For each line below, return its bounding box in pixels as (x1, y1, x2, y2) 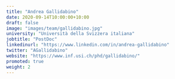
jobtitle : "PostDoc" (6, 36, 58, 42)
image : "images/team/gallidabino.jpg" (6, 25, 103, 31)
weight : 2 (6, 64, 31, 70)
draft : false (6, 20, 39, 26)
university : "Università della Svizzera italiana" (6, 31, 135, 37)
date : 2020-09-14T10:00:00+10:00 (6, 14, 90, 20)
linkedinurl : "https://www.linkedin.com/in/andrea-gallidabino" (6, 42, 170, 48)
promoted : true (6, 58, 44, 64)
